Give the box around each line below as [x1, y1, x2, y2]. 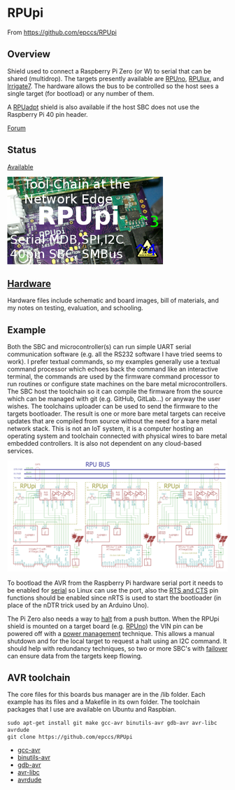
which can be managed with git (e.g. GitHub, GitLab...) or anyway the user [7, 395, 221, 403]
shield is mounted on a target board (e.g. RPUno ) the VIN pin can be [7, 621, 204, 630]
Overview [7, 48, 51, 60]
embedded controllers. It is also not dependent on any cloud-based [7, 439, 201, 448]
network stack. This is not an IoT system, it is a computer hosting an [7, 425, 204, 433]
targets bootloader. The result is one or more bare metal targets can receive [7, 409, 226, 418]
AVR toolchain [7, 672, 71, 684]
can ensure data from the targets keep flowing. [7, 651, 143, 660]
